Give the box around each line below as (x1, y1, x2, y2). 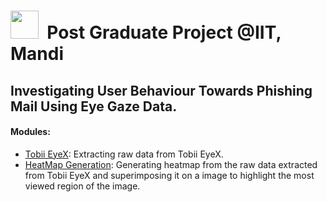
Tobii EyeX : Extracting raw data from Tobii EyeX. (24, 148, 224, 160)
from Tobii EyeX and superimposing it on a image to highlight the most (24, 169, 315, 181)
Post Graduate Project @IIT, (46, 21, 282, 44)
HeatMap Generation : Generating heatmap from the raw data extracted (24, 158, 318, 170)
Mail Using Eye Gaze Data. (10, 98, 178, 115)
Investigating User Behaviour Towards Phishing (10, 82, 313, 99)
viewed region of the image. (24, 180, 141, 192)
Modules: (10, 126, 51, 138)
